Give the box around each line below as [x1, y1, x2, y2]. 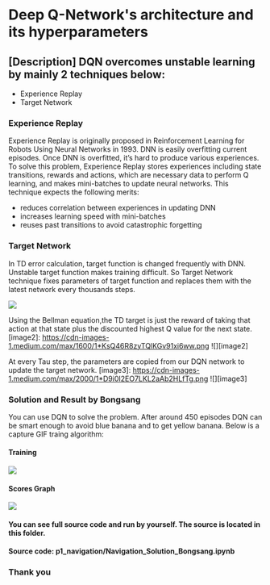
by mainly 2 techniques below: [8, 67, 165, 81]
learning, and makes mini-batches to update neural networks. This [8, 179, 229, 189]
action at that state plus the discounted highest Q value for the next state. [8, 324, 252, 333]
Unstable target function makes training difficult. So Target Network [8, 267, 234, 277]
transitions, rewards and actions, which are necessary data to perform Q [8, 170, 249, 180]
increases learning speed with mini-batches [19, 211, 167, 221]
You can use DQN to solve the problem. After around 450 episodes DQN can [8, 412, 263, 421]
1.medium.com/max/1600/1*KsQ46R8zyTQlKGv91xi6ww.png [8, 341, 210, 350]
